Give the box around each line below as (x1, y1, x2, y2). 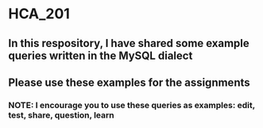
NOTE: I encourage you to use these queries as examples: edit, (8, 99, 256, 111)
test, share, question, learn (8, 109, 114, 120)
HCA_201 (8, 5, 70, 23)
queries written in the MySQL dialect (8, 48, 193, 62)
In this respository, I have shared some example (8, 37, 250, 50)
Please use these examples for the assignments (8, 76, 250, 89)
